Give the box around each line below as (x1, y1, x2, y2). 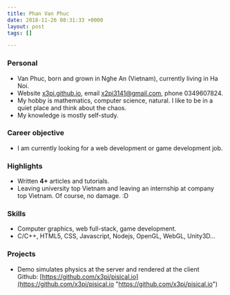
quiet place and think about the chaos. (17, 103, 126, 111)
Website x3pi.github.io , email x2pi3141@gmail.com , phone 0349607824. (17, 89, 223, 97)
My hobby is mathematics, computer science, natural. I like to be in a (17, 96, 213, 105)
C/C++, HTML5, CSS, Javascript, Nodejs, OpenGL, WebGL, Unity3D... (17, 232, 216, 240)
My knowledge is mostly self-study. (17, 111, 119, 119)
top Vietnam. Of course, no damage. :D (17, 192, 129, 200)
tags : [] (7, 29, 32, 37)
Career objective (7, 128, 64, 138)
